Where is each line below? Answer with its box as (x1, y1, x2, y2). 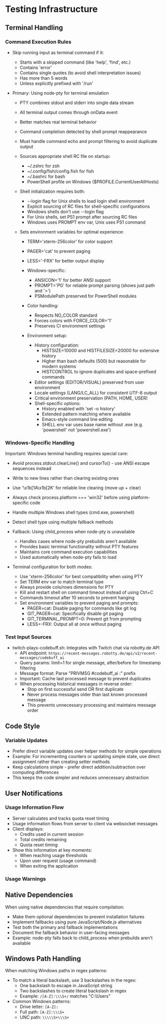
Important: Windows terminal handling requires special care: (5, 451, 128, 457)
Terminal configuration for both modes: (12, 564, 93, 570)
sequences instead (12, 466, 52, 472)
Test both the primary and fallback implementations (12, 924, 118, 930)
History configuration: (34, 342, 79, 348)
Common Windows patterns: (12, 999, 71, 1005)
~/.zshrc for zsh (27, 163, 60, 169)
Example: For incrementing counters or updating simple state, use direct (12, 754, 160, 760)
